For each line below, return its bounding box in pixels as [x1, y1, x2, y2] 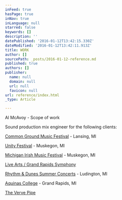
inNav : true [5, 16, 29, 21]
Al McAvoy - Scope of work [5, 115, 60, 121]
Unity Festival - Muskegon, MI [5, 143, 65, 149]
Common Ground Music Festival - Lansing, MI [5, 134, 97, 139]
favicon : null [9, 88, 38, 93]
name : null [9, 75, 31, 79]
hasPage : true [5, 12, 34, 16]
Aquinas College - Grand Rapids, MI [5, 180, 76, 186]
